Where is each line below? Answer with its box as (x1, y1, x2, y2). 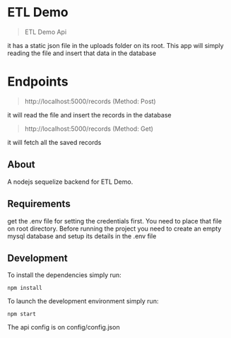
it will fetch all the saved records (7, 138, 102, 146)
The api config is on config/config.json (7, 323, 120, 332)
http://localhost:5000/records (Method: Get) (24, 124, 154, 133)
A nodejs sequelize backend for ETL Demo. (7, 177, 134, 186)
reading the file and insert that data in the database (7, 49, 157, 57)
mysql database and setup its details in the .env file (7, 231, 157, 240)
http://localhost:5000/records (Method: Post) (24, 97, 157, 105)
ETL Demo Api (24, 28, 67, 36)
